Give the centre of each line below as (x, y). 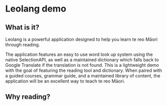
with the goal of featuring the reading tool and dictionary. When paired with (83, 70)
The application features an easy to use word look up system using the (79, 54)
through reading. (23, 45)
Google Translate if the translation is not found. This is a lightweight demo (82, 65)
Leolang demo (36, 9)
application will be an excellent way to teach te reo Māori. (65, 81)
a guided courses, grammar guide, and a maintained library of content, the (83, 76)
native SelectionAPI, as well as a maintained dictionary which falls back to (82, 60)
